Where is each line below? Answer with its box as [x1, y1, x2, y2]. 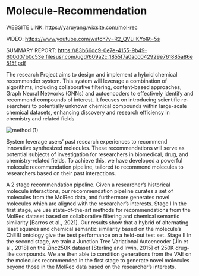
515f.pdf [6, 59, 27, 66]
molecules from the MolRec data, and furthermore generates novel [6, 193, 170, 201]
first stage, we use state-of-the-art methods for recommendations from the [6, 206, 191, 213]
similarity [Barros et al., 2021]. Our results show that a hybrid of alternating [6, 218, 189, 226]
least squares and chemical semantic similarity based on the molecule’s [6, 225, 182, 232]
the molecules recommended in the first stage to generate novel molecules [6, 256, 190, 264]
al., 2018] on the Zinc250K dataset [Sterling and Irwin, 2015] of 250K [6, 244, 174, 251]
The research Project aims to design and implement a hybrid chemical [6, 71, 178, 78]
